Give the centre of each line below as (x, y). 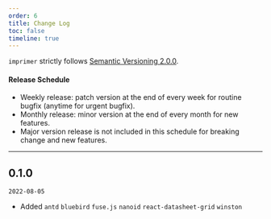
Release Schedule (39, 79)
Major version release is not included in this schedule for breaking (129, 132)
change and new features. (63, 140)
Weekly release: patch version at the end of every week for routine (131, 97)
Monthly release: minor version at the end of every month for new (129, 114)
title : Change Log (39, 23)
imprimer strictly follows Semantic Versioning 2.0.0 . (94, 61)
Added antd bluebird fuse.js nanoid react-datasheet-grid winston (131, 207)
